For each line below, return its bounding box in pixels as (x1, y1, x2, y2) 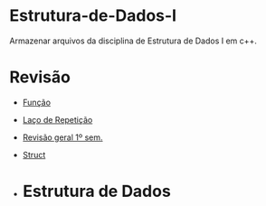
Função (22, 97, 52, 108)
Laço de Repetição (22, 114, 93, 125)
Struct (22, 149, 46, 160)
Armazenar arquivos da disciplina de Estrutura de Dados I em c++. (9, 35, 258, 46)
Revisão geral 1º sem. (22, 132, 103, 143)
